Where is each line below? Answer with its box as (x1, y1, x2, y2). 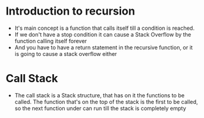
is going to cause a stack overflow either (14, 50, 117, 57)
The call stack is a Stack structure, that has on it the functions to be (14, 91, 184, 99)
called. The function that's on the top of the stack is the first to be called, (14, 98, 199, 105)
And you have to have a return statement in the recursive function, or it (14, 44, 193, 51)
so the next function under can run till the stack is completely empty (14, 105, 187, 112)
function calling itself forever (14, 37, 87, 44)
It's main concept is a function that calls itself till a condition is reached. (14, 24, 195, 32)
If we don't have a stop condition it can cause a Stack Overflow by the (14, 30, 192, 38)
